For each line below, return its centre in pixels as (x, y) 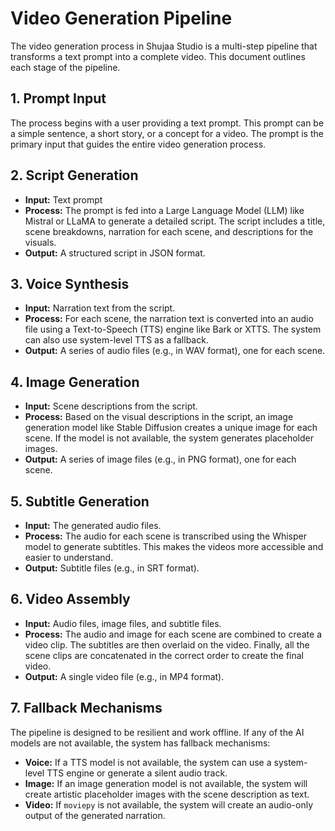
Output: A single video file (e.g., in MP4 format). (124, 676)
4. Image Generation (75, 382)
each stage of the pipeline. (65, 67)
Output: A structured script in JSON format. (115, 253)
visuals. (40, 242)
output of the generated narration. (95, 815)
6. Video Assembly (70, 599)
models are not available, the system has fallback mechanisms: (140, 743)
